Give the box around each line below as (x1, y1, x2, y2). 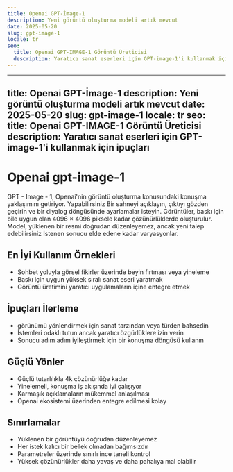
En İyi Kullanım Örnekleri (7, 249, 116, 261)
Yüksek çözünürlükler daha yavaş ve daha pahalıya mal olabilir (17, 457, 196, 466)
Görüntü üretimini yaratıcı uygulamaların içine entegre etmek (17, 283, 191, 291)
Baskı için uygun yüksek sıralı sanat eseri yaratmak (17, 275, 163, 283)
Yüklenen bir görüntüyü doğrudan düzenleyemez (17, 435, 157, 444)
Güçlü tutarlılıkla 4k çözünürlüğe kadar (17, 374, 128, 382)
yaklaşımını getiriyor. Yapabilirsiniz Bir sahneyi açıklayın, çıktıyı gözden (7, 200, 209, 208)
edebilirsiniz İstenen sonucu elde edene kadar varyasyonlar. (7, 230, 179, 238)
